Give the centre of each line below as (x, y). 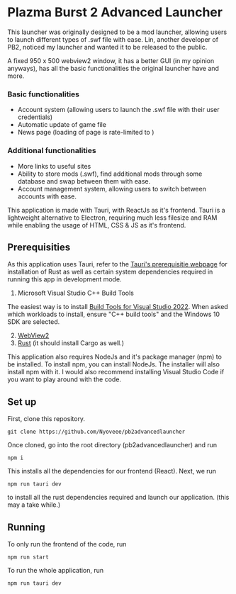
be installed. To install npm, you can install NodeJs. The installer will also (113, 364)
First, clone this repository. (46, 419)
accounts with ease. (47, 196)
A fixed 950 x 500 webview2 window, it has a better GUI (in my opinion (111, 60)
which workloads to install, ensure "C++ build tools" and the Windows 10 (114, 314)
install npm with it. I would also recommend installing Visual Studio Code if (116, 372)
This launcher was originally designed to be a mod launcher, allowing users (117, 32)
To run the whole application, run (56, 570)
